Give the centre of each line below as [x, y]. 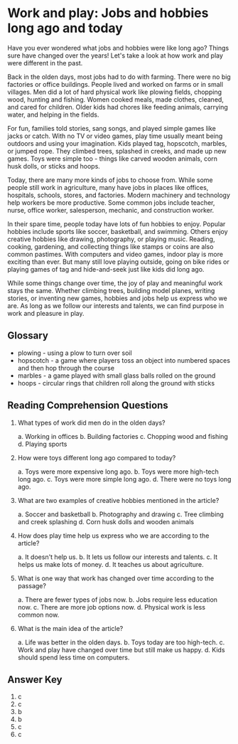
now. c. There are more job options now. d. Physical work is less [112, 607]
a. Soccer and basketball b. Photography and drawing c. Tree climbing [120, 514]
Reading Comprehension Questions [88, 406]
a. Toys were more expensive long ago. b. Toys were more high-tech [118, 472]
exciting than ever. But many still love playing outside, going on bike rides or [118, 262]
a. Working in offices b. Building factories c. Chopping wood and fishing [123, 436]
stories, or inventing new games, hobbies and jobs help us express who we [117, 298]
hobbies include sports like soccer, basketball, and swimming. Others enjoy [118, 231]
